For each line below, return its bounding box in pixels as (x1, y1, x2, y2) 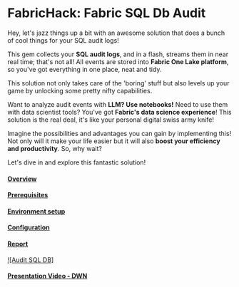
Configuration (7, 223, 50, 232)
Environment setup (7, 207, 66, 215)
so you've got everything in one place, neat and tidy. (7, 65, 162, 73)
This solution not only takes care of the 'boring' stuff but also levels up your (7, 78, 230, 87)
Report (7, 239, 29, 248)
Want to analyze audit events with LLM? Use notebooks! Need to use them (7, 100, 228, 108)
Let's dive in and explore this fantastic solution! (7, 158, 146, 167)
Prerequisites (7, 191, 49, 199)
